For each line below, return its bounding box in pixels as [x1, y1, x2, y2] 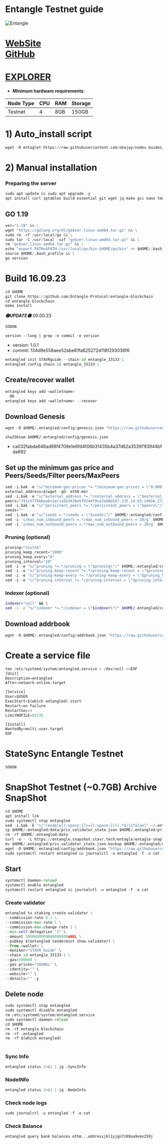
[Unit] [5, 671, 19, 676]
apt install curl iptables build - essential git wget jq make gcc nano [5, 196, 155, 201]
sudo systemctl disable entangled [5, 1008, 77, 1013]
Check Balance [5, 1123, 42, 1130]
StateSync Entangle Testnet [5, 748, 123, 759]
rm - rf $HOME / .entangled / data [5, 832, 68, 837]
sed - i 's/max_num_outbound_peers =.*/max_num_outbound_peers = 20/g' [5, 522, 155, 527]
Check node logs [5, 1099, 47, 1106]
